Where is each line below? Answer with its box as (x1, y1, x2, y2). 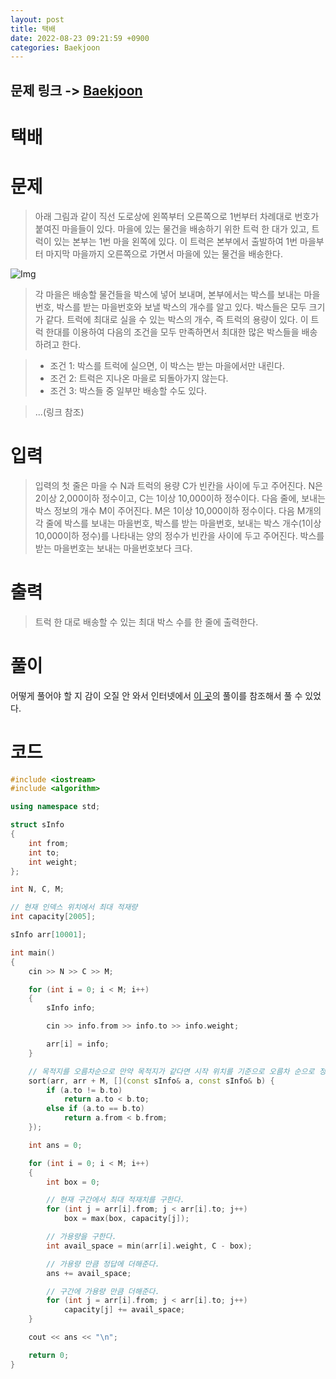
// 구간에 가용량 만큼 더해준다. (46, 1286, 160, 1296)
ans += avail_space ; (46, 1268, 132, 1278)
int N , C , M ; (10, 884, 65, 895)
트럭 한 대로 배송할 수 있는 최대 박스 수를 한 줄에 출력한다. (34, 616, 259, 628)
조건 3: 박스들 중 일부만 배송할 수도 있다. (49, 384, 207, 396)
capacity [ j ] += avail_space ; (63, 1305, 186, 1315)
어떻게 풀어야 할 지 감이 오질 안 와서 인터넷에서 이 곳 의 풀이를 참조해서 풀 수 (10, 689, 303, 701)
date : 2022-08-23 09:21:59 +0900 (10, 33, 150, 43)
